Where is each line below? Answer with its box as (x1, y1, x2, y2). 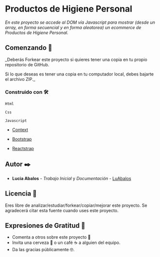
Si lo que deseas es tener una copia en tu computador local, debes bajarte (5, 71, 154, 77)
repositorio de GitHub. (5, 61, 49, 67)
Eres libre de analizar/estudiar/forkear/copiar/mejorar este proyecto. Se (5, 202, 147, 208)
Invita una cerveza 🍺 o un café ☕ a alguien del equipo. (12, 240, 121, 245)
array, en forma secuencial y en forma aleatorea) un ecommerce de (5, 24, 142, 30)
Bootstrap (12, 136, 32, 142)
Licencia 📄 (5, 190, 37, 198)
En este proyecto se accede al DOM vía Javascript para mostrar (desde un (5, 19, 155, 25)
